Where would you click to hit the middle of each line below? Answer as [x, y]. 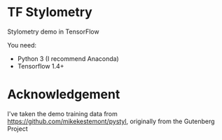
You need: [22, 45]
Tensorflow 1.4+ [41, 66]
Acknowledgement [64, 94]
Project [18, 128]
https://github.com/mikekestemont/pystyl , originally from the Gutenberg [111, 121]
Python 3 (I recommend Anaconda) [68, 58]
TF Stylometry [50, 12]
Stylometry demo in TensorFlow [53, 31]
